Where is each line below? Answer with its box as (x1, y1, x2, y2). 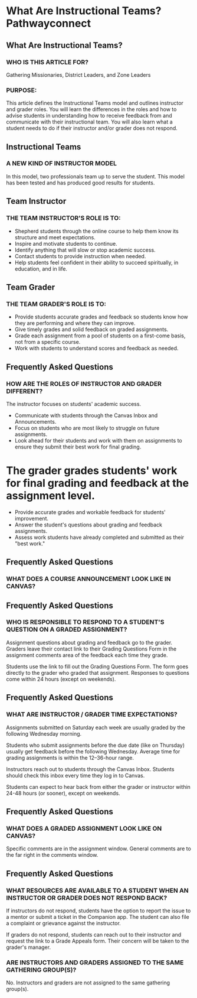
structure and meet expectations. (14, 233, 96, 240)
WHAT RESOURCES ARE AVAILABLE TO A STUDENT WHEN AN (6, 886, 189, 895)
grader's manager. (6, 944, 51, 951)
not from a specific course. (14, 339, 81, 346)
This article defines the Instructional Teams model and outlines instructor (6, 99, 184, 107)
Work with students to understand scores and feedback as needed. (14, 344, 179, 352)
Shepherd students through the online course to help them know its (14, 227, 179, 235)
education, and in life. (14, 265, 68, 272)
